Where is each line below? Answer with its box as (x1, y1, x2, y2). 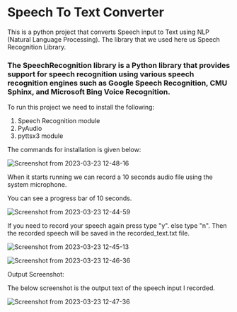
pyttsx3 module (17, 132, 64, 140)
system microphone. (7, 180, 67, 189)
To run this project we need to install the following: (7, 103, 154, 112)
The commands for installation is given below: (7, 146, 141, 154)
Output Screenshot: (7, 270, 65, 279)
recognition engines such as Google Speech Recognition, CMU (7, 78, 228, 88)
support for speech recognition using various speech (7, 69, 195, 79)
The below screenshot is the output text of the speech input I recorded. (7, 284, 216, 292)
